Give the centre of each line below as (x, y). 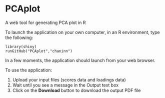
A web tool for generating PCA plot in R (45, 22)
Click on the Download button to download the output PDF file (76, 90)
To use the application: (29, 70)
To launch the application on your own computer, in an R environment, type (82, 32)
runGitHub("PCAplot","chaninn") (39, 51)
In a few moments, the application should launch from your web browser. (80, 60)
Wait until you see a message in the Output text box (65, 85)
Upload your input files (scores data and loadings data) (69, 79)
